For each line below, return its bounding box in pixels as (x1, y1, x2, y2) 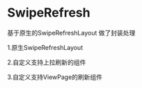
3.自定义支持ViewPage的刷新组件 (7, 73, 103, 81)
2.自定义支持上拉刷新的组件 (7, 58, 86, 67)
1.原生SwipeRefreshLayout (7, 43, 84, 51)
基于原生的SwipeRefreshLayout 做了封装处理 (7, 28, 136, 37)
